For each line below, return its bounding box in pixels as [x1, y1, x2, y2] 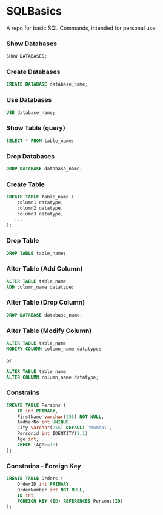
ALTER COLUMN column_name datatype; [6, 374, 99, 380]
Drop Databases [6, 152, 55, 160]
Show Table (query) [6, 124, 65, 132]
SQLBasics [6, 4, 62, 18]
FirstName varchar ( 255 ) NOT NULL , [17, 414, 104, 420]
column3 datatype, [17, 210, 64, 217]
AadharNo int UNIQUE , [17, 419, 72, 425]
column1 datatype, [17, 199, 64, 206]
